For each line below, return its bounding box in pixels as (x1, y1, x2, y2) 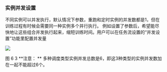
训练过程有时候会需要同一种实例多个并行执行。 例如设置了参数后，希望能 (5, 23, 155, 29)
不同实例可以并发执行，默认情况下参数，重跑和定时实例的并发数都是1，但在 (5, 16, 160, 23)
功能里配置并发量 (11, 35, 47, 41)
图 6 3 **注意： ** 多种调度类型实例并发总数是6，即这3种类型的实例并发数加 (5, 55, 162, 61)
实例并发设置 (5, 4, 36, 11)
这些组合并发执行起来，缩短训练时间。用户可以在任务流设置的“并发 (18, 29, 156, 35)
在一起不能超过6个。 (5, 61, 47, 68)
